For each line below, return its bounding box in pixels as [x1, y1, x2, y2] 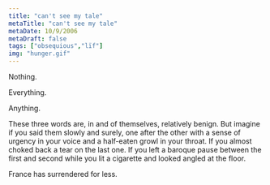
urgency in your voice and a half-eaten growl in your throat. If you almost [8, 136, 253, 146]
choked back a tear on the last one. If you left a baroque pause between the [8, 145, 262, 154]
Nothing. [8, 72, 38, 81]
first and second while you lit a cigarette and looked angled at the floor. [8, 153, 246, 163]
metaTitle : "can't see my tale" [8, 19, 118, 28]
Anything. [8, 103, 41, 113]
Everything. [8, 88, 47, 97]
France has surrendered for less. [8, 170, 118, 179]
